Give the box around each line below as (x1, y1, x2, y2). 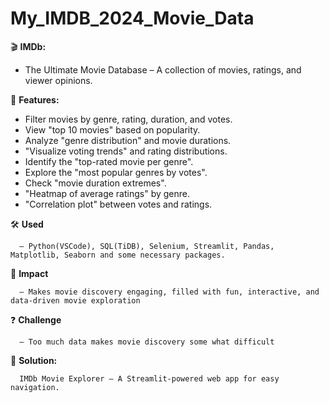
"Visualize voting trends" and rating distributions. (24, 145, 228, 157)
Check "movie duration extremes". (24, 177, 167, 189)
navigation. (10, 382, 60, 392)
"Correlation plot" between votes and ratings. (24, 198, 213, 210)
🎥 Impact (10, 267, 49, 279)
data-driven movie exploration (10, 295, 141, 306)
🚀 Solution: (10, 354, 58, 366)
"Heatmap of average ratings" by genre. (24, 187, 191, 199)
